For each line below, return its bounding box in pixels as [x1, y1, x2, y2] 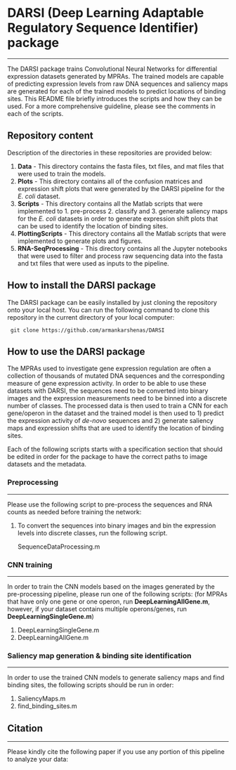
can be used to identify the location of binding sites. [17, 221, 169, 230]
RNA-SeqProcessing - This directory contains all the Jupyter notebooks [17, 244, 228, 252]
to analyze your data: [7, 755, 69, 764]
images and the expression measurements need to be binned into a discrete [7, 394, 228, 403]
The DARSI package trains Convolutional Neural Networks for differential [7, 65, 218, 73]
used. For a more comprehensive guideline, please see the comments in [7, 102, 216, 110]
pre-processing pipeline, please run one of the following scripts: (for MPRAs [7, 589, 228, 598]
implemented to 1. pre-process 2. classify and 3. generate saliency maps [17, 207, 228, 215]
